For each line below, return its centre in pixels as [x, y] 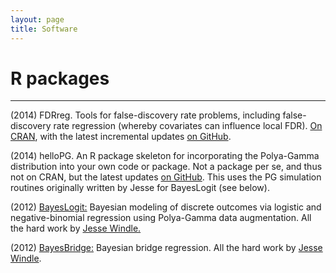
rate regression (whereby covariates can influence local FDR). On [188, 126]
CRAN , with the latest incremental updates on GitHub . [121, 137]
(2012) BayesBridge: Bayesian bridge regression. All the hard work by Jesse [166, 248]
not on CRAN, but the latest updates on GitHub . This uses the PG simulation [166, 177]
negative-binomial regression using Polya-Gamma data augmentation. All [161, 218]
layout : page [37, 19]
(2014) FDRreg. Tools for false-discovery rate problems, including [145, 115]
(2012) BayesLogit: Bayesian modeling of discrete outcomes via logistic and [166, 207]
